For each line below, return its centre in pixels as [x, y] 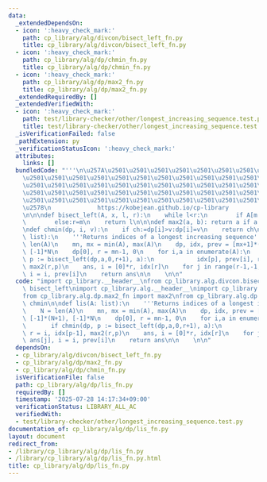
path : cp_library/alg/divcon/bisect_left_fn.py [103, 38]
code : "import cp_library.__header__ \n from [88, 281]
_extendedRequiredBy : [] [56, 97]
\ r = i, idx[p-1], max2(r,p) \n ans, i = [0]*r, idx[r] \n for [138, 333]
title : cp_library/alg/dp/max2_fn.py [85, 89]
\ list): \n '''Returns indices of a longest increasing [122, 237]
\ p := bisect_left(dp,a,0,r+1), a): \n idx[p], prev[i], [138, 259]
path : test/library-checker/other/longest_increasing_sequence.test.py [143, 119]
